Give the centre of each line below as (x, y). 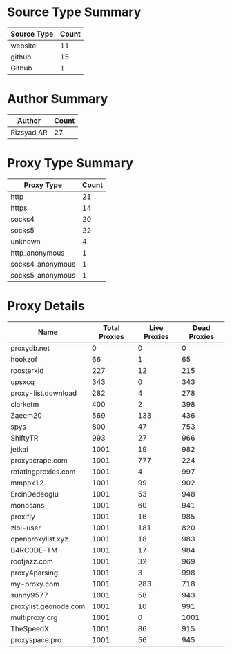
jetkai (20, 449)
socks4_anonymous (43, 264)
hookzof (24, 359)
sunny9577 (30, 595)
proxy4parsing (35, 573)
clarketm (25, 404)
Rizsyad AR (29, 132)
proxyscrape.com (39, 460)
